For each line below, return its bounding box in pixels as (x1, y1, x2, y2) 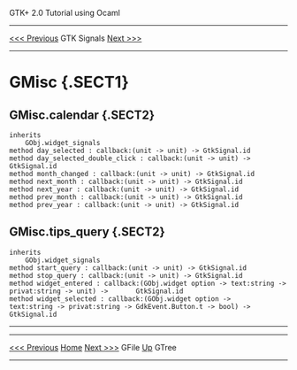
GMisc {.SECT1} (9, 73, 130, 92)
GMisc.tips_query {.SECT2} (9, 225, 165, 240)
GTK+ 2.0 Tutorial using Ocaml (9, 8, 121, 18)
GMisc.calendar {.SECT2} (9, 107, 156, 122)
